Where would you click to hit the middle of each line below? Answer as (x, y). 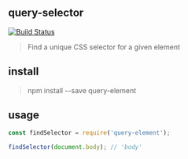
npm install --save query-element (81, 90)
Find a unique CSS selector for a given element (104, 47)
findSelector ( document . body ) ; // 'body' (76, 147)
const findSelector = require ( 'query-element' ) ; (89, 133)
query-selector (46, 13)
